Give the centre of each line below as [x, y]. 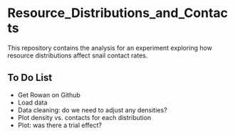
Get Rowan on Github [49, 94]
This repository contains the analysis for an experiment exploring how [110, 48]
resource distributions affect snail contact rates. [78, 55]
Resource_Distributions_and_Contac [118, 13]
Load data [32, 102]
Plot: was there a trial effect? [59, 125]
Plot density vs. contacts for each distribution [84, 117]
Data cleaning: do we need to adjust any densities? [92, 110]
